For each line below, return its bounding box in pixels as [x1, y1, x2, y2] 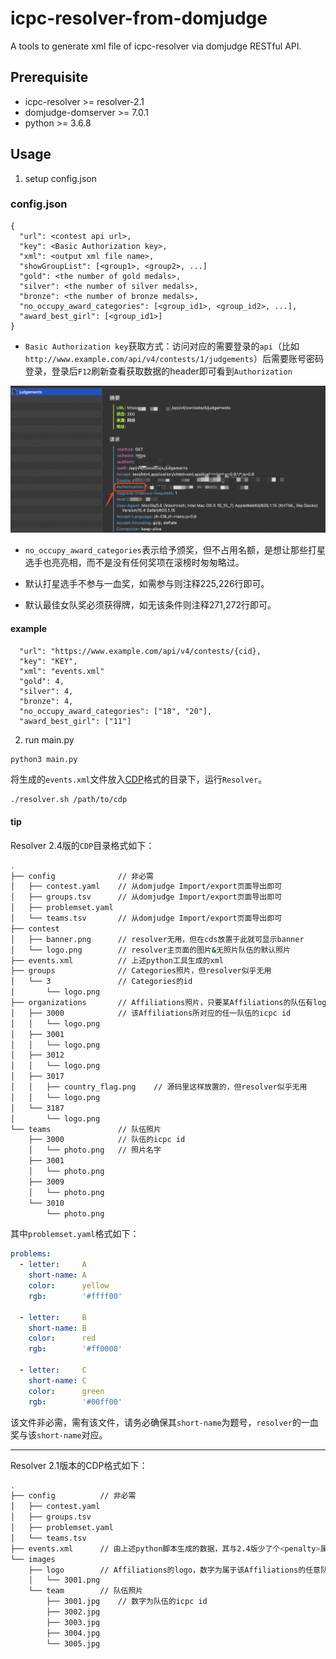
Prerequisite [10, 69, 89, 86]
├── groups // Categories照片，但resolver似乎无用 [10, 966, 272, 976]
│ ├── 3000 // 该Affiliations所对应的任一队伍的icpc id [10, 1008, 292, 1018]
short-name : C [28, 1375, 87, 1386]
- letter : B [19, 1312, 87, 1322]
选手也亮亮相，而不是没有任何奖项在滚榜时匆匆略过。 [24, 557, 245, 569]
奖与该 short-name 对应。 [10, 1428, 108, 1441]
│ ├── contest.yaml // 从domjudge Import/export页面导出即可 [10, 882, 283, 892]
